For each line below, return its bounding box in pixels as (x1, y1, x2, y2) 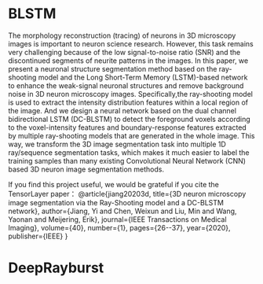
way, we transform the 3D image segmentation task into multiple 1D (8, 139, 226, 149)
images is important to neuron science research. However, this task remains (8, 39, 254, 48)
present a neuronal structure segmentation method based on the (8, 64, 217, 73)
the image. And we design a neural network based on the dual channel (8, 105, 237, 115)
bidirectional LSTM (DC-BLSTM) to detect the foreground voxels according (8, 114, 251, 124)
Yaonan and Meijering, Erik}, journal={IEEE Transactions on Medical (8, 214, 227, 224)
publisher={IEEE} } (8, 231, 68, 241)
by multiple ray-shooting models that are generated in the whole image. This (8, 131, 255, 140)
